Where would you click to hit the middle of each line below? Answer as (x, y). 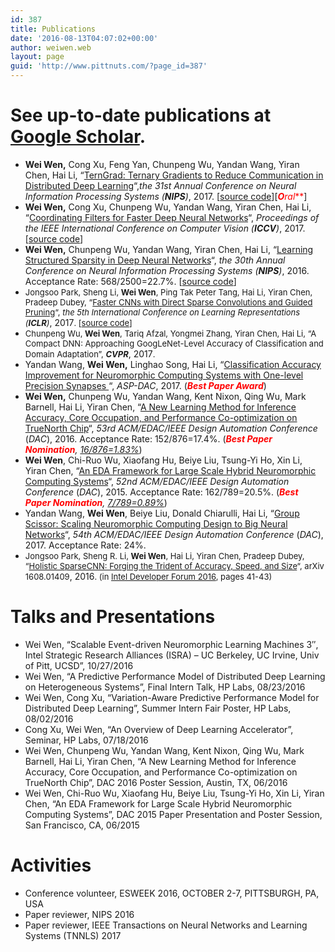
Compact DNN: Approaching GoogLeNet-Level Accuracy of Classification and (174, 343)
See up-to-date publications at (141, 115)
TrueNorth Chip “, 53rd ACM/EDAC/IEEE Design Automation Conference (171, 428)
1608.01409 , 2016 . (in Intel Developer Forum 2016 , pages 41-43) (148, 576)
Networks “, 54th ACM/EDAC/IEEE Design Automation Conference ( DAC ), (174, 534)
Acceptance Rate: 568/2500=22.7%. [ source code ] (130, 281)
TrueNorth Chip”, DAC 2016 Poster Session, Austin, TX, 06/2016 (156, 782)
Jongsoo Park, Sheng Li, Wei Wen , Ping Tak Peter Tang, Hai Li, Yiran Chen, (168, 292)
